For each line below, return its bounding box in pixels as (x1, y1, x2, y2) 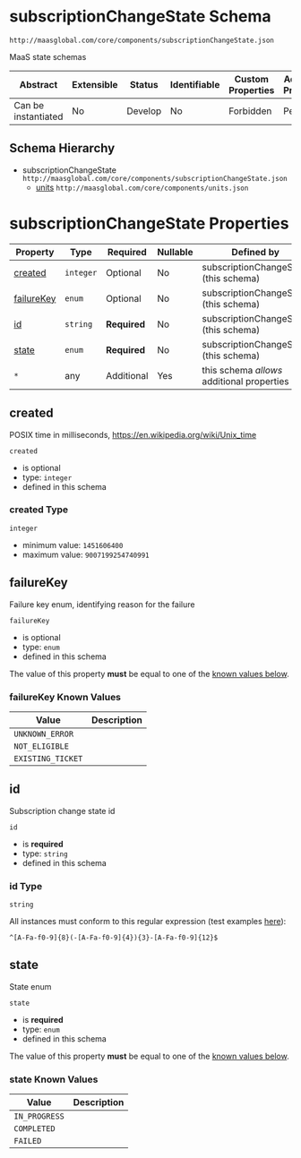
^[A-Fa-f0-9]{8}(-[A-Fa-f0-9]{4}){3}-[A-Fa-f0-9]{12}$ (9, 933, 219, 942)
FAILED (13, 1136, 42, 1146)
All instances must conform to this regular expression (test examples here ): (9, 916, 287, 927)
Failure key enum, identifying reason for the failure (9, 598, 195, 610)
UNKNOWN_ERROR (13, 728, 74, 739)
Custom (234, 73, 269, 85)
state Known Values (9, 1073, 99, 1085)
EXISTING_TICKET (13, 753, 83, 763)
